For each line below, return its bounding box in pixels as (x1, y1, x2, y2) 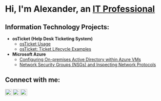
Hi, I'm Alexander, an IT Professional (5, 3, 155, 15)
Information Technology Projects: (5, 23, 110, 31)
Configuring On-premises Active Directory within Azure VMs (19, 57, 141, 62)
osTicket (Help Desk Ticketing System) (12, 36, 93, 41)
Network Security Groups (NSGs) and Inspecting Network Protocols (19, 62, 156, 67)
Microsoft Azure (12, 51, 46, 57)
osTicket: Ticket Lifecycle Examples (19, 46, 92, 52)
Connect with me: (5, 76, 60, 84)
